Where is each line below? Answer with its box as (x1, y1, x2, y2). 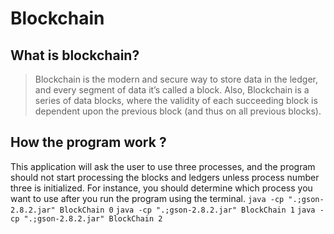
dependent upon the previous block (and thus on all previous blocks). (34, 105, 322, 117)
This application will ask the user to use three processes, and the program (10, 160, 316, 172)
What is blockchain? (10, 47, 140, 64)
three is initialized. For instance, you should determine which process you (10, 182, 313, 194)
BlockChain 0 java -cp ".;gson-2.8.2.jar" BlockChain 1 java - (59, 205, 325, 215)
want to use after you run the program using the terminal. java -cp (10, 192, 285, 204)
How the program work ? (10, 134, 167, 151)
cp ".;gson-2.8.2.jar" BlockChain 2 (10, 213, 163, 224)
